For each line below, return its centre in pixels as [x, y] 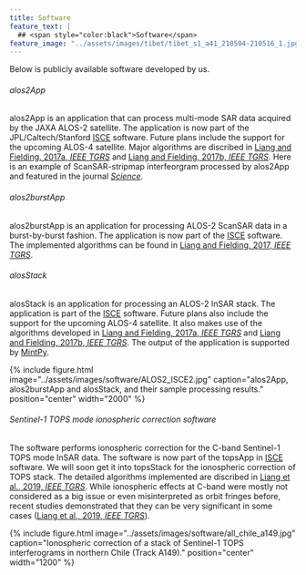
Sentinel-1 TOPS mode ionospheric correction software [113, 419]
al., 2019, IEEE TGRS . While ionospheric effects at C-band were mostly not [149, 487]
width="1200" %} [42, 562]
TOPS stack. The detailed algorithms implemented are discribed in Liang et [150, 477]
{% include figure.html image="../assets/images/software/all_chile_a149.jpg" [153, 533]
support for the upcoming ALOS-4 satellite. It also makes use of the [136, 323]
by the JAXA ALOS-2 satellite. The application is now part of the [129, 128]
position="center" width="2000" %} [77, 398]
